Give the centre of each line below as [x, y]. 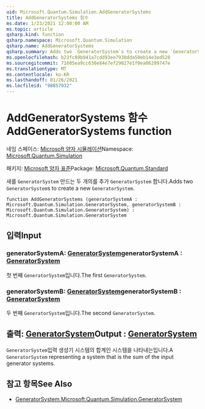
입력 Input [24, 236]
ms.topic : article [30, 29]
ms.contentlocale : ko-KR [38, 74]
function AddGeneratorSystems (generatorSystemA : [72, 199]
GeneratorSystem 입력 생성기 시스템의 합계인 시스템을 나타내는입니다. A [90, 350]
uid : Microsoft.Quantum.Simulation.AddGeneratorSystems [79, 12]
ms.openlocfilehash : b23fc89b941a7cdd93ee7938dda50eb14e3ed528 [88, 57]
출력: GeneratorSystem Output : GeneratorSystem [102, 334]
